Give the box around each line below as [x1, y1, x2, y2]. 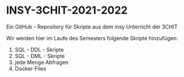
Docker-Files [14, 65, 46, 72]
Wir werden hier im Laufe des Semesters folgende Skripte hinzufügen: [6, 34, 178, 41]
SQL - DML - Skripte [14, 52, 65, 59]
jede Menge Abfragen [14, 59, 69, 66]
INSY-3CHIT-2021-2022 [6, 4, 128, 17]
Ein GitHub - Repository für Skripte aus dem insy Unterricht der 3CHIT [6, 23, 178, 30]
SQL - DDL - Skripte [14, 46, 64, 53]
